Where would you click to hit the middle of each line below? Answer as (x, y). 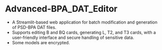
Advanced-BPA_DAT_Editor (61, 9)
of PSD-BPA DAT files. (34, 27)
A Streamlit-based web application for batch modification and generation (85, 22)
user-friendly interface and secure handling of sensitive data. (73, 37)
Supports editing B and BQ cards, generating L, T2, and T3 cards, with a (84, 32)
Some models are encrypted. (41, 42)
